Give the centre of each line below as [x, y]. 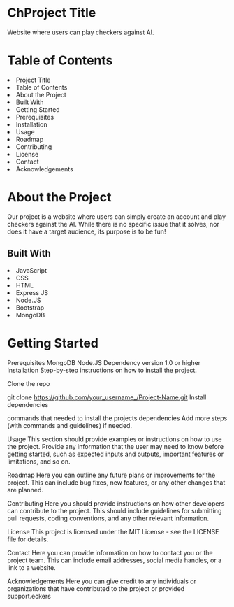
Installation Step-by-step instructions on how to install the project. [102, 370]
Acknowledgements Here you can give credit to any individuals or [102, 581]
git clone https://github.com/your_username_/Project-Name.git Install [107, 397]
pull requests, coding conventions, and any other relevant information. [108, 518]
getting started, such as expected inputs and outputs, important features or [116, 454]
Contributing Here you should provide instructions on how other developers [116, 503]
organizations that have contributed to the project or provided [96, 588]
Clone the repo [29, 383]
